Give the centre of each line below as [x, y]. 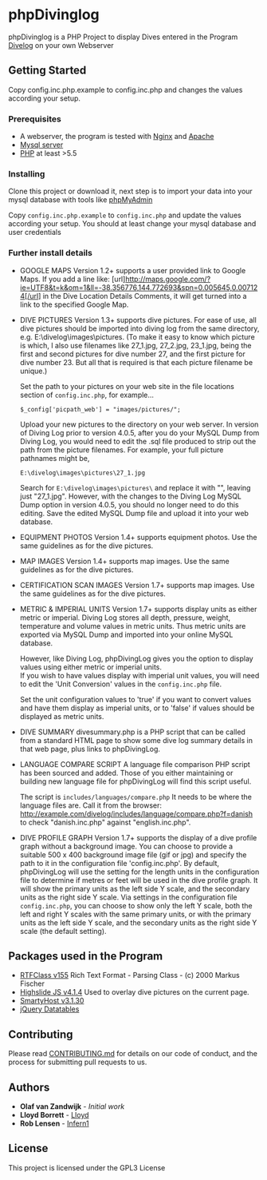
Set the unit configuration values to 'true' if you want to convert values [135, 699]
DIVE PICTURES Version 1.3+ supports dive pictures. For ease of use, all [138, 320]
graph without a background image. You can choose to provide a [126, 846]
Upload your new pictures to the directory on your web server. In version [139, 424]
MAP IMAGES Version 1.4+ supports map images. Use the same [124, 561]
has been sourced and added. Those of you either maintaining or [126, 773]
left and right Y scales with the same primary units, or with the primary [135, 914]
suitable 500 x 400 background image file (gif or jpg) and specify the [133, 854]
